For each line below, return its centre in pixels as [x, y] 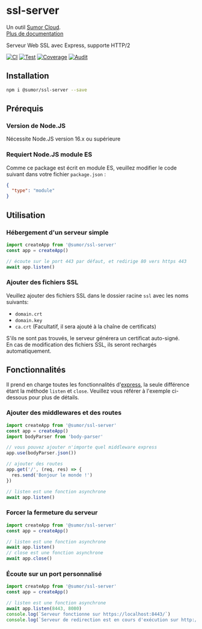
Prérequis [25, 109]
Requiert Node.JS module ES [49, 154]
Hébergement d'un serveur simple [58, 232]
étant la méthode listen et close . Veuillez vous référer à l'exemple [88, 391]
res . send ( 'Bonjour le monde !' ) [52, 475]
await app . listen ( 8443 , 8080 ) [44, 608]
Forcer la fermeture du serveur [52, 513]
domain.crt [29, 314]
